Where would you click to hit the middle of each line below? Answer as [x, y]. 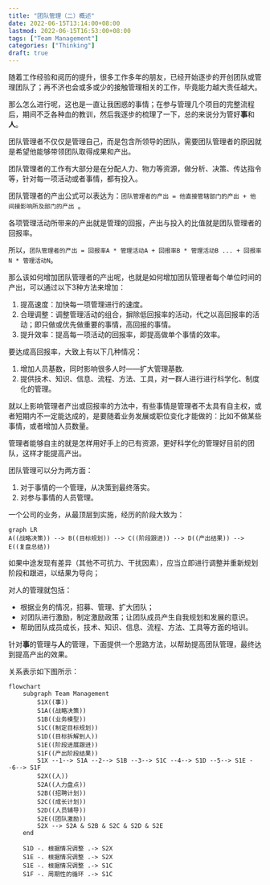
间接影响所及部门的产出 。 [47, 206]
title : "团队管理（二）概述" [51, 16]
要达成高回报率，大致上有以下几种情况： [75, 352]
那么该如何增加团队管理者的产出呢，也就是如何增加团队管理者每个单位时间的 [135, 277]
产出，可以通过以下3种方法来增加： [67, 287]
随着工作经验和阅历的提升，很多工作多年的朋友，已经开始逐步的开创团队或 [131, 77]
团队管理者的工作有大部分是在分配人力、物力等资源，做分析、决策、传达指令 [135, 169]
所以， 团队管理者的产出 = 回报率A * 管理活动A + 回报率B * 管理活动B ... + [125, 250]
